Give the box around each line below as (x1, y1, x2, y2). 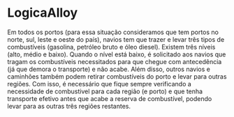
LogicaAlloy (7, 5, 78, 21)
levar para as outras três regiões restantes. (7, 102, 131, 110)
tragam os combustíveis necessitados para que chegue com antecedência (7, 57, 222, 65)
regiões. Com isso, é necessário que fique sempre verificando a (7, 79, 192, 88)
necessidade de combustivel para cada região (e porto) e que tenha (7, 87, 203, 95)
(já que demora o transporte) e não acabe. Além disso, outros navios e (7, 65, 211, 73)
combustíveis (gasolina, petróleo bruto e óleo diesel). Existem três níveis (7, 42, 216, 51)
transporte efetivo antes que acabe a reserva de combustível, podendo (7, 94, 212, 102)
